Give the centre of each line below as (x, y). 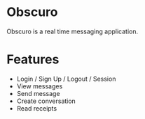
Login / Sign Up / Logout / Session (66, 79)
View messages (40, 86)
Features (33, 59)
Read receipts (37, 108)
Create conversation (46, 101)
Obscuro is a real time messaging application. (72, 31)
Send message (38, 93)
